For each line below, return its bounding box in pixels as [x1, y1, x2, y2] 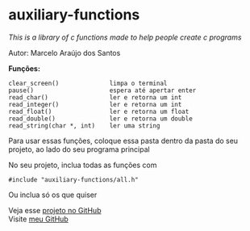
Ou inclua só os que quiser [8, 190, 98, 199]
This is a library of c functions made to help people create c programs [8, 32, 242, 42]
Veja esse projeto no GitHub [8, 205, 102, 215]
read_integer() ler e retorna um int [8, 100, 182, 108]
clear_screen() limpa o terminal [8, 79, 168, 87]
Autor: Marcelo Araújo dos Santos [8, 48, 121, 57]
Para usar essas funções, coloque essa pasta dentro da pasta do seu [8, 136, 239, 145]
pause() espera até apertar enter [8, 86, 197, 94]
